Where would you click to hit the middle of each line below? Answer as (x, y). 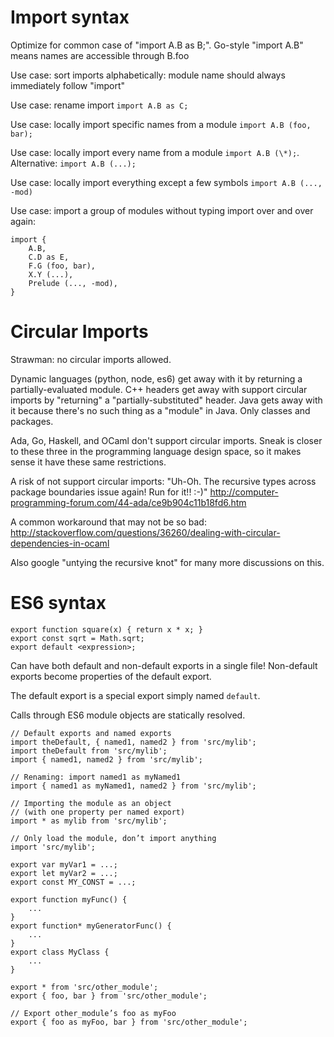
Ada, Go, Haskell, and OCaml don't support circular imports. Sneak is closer (166, 440)
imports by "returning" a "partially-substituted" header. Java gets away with (166, 400)
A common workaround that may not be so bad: (108, 522)
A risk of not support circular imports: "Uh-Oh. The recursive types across (163, 481)
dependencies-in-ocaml (60, 543)
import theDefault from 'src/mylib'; (89, 751)
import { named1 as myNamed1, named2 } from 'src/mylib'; (133, 786)
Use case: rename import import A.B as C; (99, 105)
